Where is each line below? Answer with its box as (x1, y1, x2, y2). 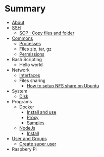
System (11, 88, 28, 94)
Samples (26, 120, 45, 126)
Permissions (19, 51, 45, 57)
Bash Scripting (11, 56, 42, 62)
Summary (4, 3, 46, 14)
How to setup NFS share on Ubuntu (26, 82, 100, 88)
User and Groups (11, 135, 47, 142)
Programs (11, 98, 32, 104)
